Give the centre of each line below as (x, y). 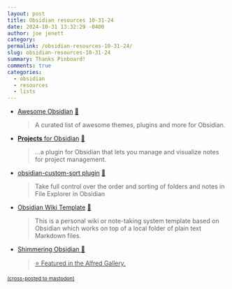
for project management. (71, 160)
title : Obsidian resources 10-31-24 (60, 20)
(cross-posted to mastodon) (41, 279)
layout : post (26, 14)
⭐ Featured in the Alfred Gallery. (80, 263)
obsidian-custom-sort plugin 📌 (61, 173)
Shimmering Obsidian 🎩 (51, 249)
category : (22, 40)
